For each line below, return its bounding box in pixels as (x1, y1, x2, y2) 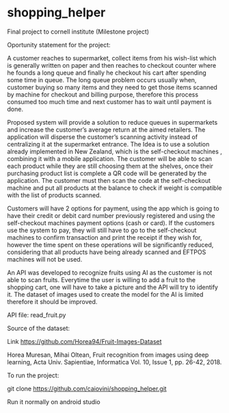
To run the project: (7, 371, 59, 379)
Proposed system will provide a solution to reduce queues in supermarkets (7, 118, 218, 126)
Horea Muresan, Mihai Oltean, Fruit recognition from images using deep (7, 351, 209, 359)
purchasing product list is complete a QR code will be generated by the (7, 169, 207, 177)
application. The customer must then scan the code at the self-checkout (7, 176, 211, 184)
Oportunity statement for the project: (7, 40, 111, 49)
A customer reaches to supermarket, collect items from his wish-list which (7, 53, 217, 62)
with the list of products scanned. (7, 190, 102, 199)
